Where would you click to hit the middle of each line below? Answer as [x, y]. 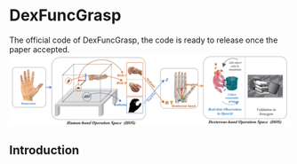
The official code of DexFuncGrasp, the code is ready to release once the [144, 40]
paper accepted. [40, 49]
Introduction [44, 150]
